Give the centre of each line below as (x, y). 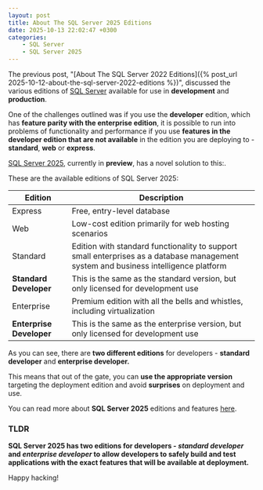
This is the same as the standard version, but (154, 278)
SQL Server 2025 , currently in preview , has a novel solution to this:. (117, 163)
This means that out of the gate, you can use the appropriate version (121, 377)
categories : (27, 37)
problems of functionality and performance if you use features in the (119, 131)
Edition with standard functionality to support (154, 246)
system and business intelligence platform (149, 266)
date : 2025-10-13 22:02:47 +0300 (63, 30)
